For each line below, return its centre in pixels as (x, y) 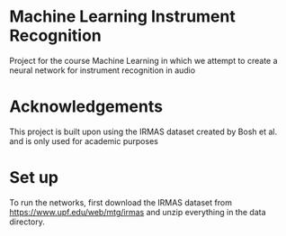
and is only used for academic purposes (84, 141)
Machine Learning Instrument (122, 17)
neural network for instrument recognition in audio (103, 70)
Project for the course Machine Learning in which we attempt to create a (143, 60)
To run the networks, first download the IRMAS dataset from (121, 202)
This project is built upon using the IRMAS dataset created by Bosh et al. (143, 132)
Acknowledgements (86, 107)
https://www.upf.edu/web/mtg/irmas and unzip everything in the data (138, 212)
